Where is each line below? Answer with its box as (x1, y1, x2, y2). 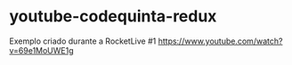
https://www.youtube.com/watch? (158, 36, 283, 46)
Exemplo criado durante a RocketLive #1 (9, 36, 157, 46)
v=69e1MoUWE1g (9, 45, 74, 55)
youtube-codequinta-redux (9, 6, 217, 27)
